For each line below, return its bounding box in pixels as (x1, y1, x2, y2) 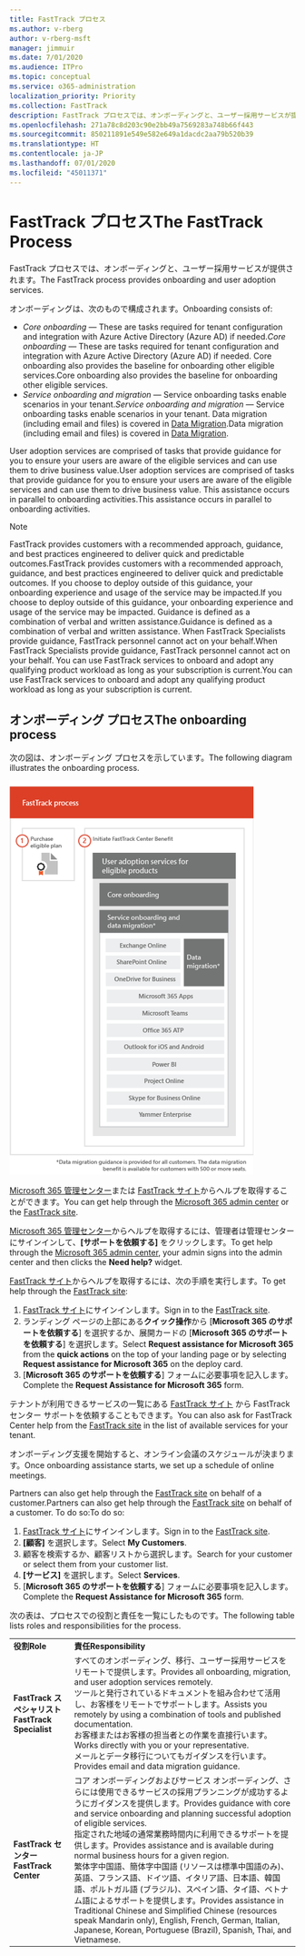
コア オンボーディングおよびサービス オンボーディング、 (74, 1775, 284, 1786)
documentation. (74, 1718, 133, 1729)
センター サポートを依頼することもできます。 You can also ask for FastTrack (9, 1410, 292, 1421)
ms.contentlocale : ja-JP (9, 149, 103, 158)
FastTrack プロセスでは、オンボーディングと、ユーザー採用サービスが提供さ (9, 262, 294, 273)
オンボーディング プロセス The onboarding (9, 712, 247, 727)
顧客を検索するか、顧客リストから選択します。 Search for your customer (22, 1548, 293, 1560)
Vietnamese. (74, 1934, 121, 1945)
